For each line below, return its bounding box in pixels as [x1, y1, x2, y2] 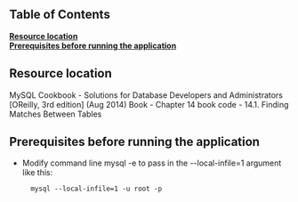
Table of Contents [9, 7, 111, 22]
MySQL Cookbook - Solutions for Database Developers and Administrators [9, 89, 283, 101]
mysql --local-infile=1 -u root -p [30, 184, 163, 194]
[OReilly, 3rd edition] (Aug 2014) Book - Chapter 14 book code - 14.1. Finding [9, 99, 289, 109]
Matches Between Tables [9, 109, 102, 119]
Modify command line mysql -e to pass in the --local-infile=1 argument [21, 158, 282, 168]
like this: [21, 167, 53, 178]
